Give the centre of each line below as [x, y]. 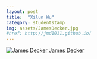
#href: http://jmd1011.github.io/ [49, 34]
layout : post [22, 12]
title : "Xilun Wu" [30, 17]
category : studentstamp [36, 22]
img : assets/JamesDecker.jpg [42, 28]
